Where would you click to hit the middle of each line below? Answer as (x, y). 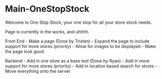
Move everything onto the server (38, 71)
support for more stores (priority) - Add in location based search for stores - (81, 66)
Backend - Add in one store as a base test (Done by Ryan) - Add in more (77, 61)
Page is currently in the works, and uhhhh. (47, 32)
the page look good (24, 51)
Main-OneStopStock (47, 9)
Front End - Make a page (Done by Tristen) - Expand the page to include (77, 41)
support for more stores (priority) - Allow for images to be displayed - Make (81, 46)
